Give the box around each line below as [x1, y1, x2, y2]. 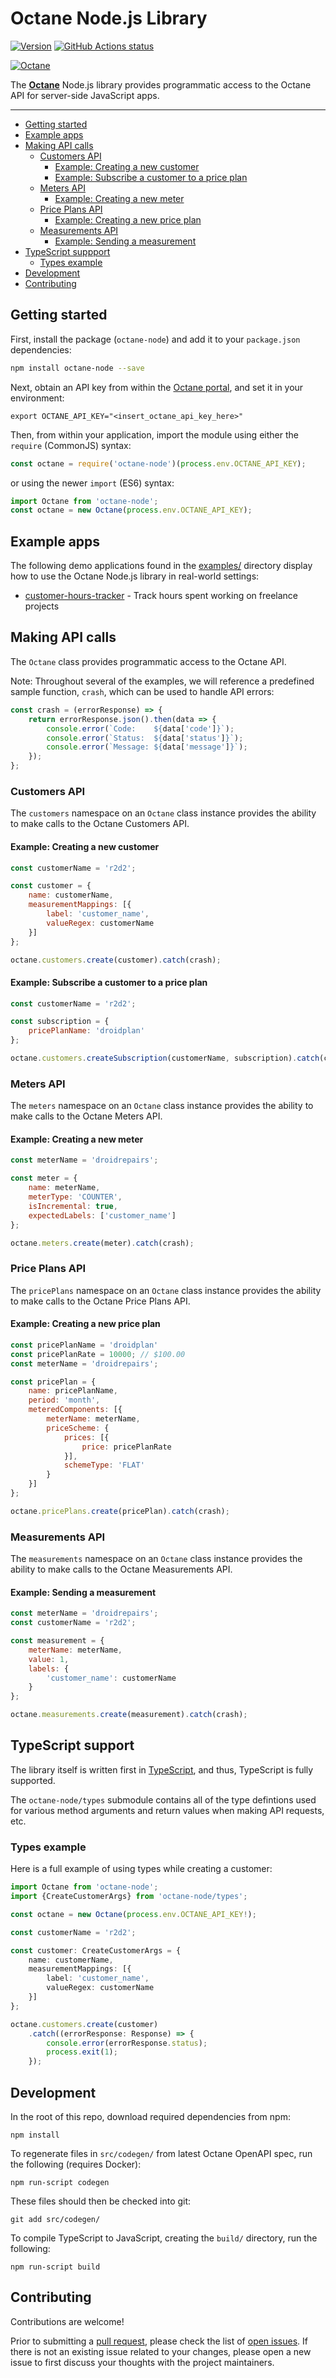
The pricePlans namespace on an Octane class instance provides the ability [10, 1284, 322, 1296]
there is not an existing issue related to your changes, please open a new [10, 2345, 312, 2357]
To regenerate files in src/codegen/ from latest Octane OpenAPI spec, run [10, 2148, 313, 2159]
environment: [10, 392, 65, 404]
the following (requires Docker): [10, 2158, 142, 2170]
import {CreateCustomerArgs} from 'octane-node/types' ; [10, 1892, 248, 1902]
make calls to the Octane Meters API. [10, 1110, 163, 1122]
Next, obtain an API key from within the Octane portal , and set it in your [10, 381, 304, 393]
